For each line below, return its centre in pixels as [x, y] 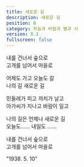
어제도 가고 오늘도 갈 [30, 78]
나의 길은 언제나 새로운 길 [36, 119]
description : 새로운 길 [33, 17]
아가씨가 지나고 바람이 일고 [37, 106]
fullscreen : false [29, 40]
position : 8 [21, 23]
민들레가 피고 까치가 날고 [35, 98]
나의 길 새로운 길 [25, 86]
